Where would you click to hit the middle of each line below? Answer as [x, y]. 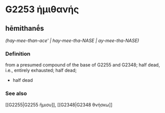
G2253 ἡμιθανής [42, 9]
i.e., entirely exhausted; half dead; [41, 71]
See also [16, 94]
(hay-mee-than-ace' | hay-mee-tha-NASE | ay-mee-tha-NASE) [72, 40]
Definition [18, 54]
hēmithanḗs [25, 28]
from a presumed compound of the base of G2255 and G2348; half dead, [82, 65]
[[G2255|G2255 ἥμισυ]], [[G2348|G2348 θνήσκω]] [59, 105]
